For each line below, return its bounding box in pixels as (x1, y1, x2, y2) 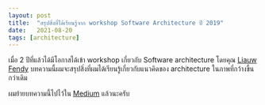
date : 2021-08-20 (8, 26, 73, 34)
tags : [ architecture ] (8, 33, 80, 42)
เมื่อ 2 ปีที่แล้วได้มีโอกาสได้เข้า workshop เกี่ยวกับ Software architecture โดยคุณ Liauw (8, 55, 258, 65)
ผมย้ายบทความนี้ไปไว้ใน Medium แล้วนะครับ (8, 88, 130, 99)
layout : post (8, 11, 52, 20)
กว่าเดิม (8, 73, 28, 83)
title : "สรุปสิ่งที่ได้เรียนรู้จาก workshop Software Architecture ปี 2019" (8, 19, 225, 27)
